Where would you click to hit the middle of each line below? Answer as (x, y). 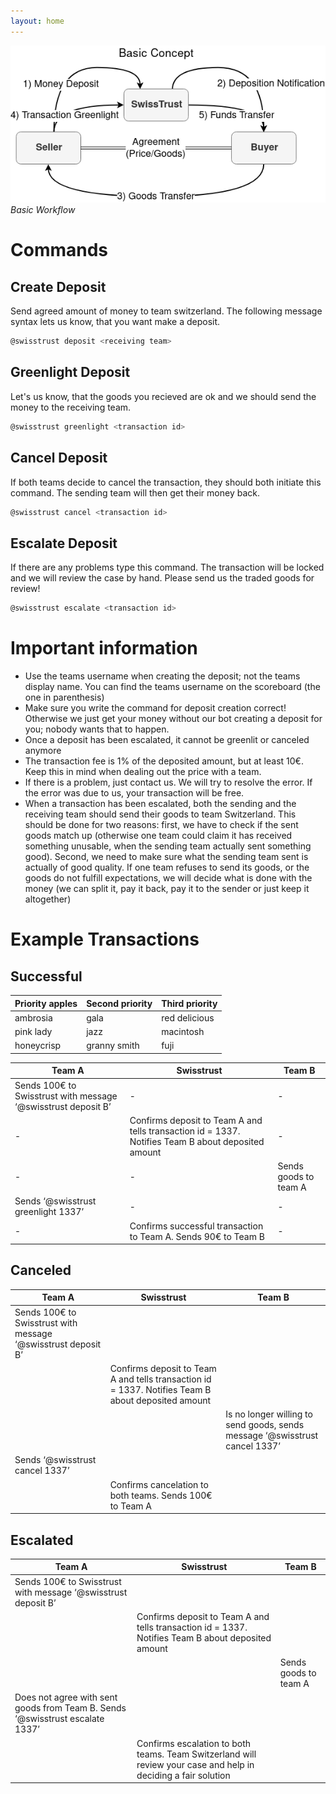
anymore (43, 751)
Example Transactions (105, 939)
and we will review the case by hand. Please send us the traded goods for (162, 578)
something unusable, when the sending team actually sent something (168, 846)
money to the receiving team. (71, 407)
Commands (59, 250)
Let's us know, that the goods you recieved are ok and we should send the (163, 396)
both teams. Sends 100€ (161, 1495)
